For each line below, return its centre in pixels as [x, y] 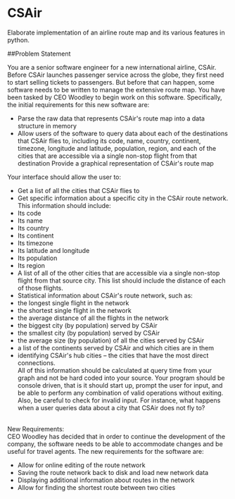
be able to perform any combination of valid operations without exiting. [120, 393]
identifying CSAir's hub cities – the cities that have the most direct [113, 355]
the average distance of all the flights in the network [93, 318]
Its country [33, 228]
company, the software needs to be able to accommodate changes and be [115, 444]
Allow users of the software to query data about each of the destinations [123, 133]
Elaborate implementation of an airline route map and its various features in [116, 32]
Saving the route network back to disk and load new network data [113, 472]
